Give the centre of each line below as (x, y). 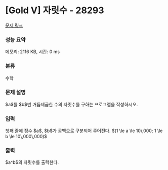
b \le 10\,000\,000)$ (26, 137)
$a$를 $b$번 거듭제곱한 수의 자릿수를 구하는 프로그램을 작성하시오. (72, 104)
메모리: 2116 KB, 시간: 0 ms (32, 52)
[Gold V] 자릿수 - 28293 (55, 10)
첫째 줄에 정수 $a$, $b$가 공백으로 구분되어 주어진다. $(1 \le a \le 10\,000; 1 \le (84, 131)
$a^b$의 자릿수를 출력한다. (32, 162)
